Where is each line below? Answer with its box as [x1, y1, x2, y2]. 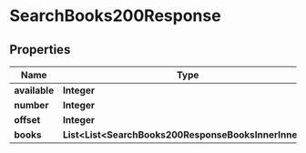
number [14, 99, 49, 111]
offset [14, 114, 41, 126]
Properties [9, 42, 71, 57]
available [14, 84, 55, 97]
